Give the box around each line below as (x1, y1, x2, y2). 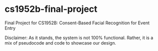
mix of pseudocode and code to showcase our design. (4, 40, 116, 46)
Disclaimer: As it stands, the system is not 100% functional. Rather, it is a (4, 35, 154, 41)
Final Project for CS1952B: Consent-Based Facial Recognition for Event (4, 20, 150, 26)
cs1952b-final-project (4, 3, 98, 15)
